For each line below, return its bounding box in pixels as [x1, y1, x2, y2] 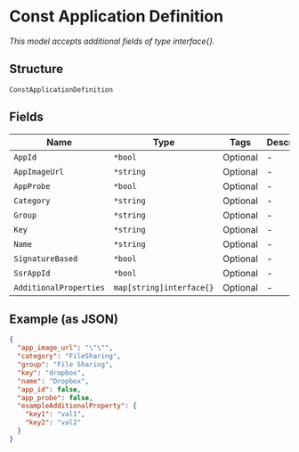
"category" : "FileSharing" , [17, 352, 122, 361]
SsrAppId [13, 267, 51, 278]
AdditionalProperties [13, 283, 105, 292]
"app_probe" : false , [17, 393, 93, 402]
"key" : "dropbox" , [17, 368, 86, 377]
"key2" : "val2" [25, 418, 82, 427]
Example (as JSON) [9, 311, 118, 326]
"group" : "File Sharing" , [17, 360, 114, 369]
